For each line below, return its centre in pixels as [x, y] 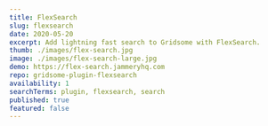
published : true [39, 100]
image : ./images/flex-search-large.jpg [83, 59]
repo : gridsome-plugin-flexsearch [73, 75]
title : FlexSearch [43, 17]
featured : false [39, 108]
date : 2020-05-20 [41, 34]
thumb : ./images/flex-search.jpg [71, 51]
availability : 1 [39, 83]
